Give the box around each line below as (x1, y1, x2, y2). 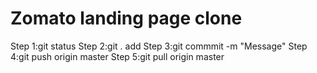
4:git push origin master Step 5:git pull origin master (10, 50, 225, 62)
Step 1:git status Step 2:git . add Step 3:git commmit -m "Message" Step (10, 40, 308, 52)
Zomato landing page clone (10, 7, 243, 30)
